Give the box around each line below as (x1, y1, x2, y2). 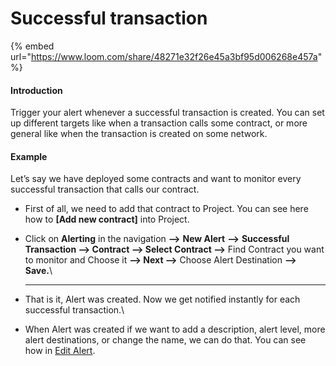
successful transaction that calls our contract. (10, 183, 200, 196)
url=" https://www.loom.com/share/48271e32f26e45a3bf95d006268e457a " (10, 50, 323, 62)
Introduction (10, 84, 63, 96)
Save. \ (24, 265, 53, 277)
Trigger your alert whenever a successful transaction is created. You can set (10, 107, 325, 119)
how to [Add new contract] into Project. (24, 213, 190, 226)
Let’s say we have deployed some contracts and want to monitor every (10, 173, 302, 185)
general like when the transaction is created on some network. (10, 128, 268, 140)
